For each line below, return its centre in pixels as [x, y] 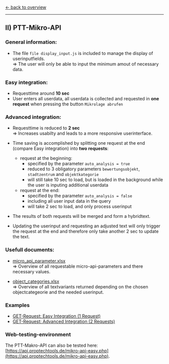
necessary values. [31, 271]
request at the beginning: [46, 158]
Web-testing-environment [38, 334]
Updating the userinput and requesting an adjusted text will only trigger [87, 226]
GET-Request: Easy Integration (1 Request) [57, 316]
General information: [31, 42]
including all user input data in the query [69, 201]
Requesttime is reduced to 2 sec [46, 128]
